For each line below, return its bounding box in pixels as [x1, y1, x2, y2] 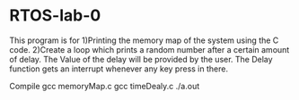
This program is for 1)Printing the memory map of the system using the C [9, 35, 279, 46]
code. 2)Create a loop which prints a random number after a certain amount [9, 44, 290, 54]
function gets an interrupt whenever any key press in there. [9, 63, 229, 74]
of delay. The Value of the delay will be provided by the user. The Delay [9, 54, 273, 64]
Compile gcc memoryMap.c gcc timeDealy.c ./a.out [9, 80, 200, 91]
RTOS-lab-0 [9, 5, 101, 26]
